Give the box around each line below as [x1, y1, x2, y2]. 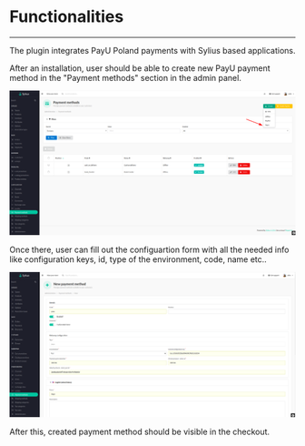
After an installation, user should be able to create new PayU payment [9, 62, 271, 74]
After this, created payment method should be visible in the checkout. [9, 426, 271, 437]
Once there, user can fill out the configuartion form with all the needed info [9, 244, 290, 256]
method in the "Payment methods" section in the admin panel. [9, 72, 242, 83]
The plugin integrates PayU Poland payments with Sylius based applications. [9, 45, 296, 56]
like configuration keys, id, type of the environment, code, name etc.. [9, 254, 268, 265]
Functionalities [9, 6, 124, 27]
